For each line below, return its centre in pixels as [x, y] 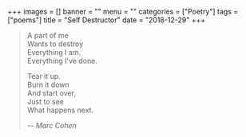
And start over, [52, 93]
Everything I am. [54, 52]
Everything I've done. [62, 61]
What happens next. [60, 110]
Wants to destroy [55, 44]
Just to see [46, 102]
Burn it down [48, 84]
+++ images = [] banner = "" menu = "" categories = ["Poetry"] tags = [123, 12]
